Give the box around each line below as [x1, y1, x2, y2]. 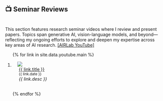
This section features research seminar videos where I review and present [5, 26, 157, 32]
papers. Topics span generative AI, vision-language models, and [5, 31, 138, 37]
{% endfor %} [12, 91, 41, 97]
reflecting [5, 37, 25, 43]
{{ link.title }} [18, 66, 45, 72]
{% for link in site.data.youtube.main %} [12, 52, 94, 58]
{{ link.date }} [18, 72, 42, 77]
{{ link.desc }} [18, 76, 47, 82]
